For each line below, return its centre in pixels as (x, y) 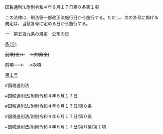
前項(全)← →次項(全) (27, 54)
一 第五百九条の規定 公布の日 (37, 34)
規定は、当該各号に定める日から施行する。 (48, 24)
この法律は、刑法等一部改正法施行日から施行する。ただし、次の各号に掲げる (82, 17)
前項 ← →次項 (23, 65)
